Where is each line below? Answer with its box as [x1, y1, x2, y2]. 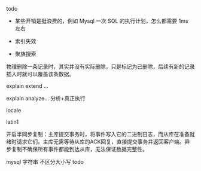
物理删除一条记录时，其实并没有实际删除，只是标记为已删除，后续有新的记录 [6, 63, 195, 70]
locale [6, 107, 22, 114]
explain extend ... [6, 83, 49, 89]
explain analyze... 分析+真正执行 [6, 95, 86, 102]
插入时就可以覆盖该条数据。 [6, 71, 75, 77]
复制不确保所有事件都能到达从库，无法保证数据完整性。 [11, 146, 148, 152]
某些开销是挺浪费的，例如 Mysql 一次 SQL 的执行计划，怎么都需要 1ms [14, 17, 188, 25]
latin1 [6, 118, 19, 125]
